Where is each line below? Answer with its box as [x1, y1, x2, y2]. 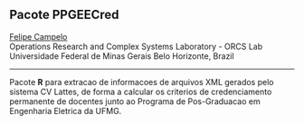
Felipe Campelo [9, 31, 68, 42]
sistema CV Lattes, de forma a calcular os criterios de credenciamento [9, 86, 272, 97]
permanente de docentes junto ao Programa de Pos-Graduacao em [9, 95, 261, 107]
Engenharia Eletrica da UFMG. [9, 105, 122, 116]
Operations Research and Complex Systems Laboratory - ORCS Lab [9, 41, 263, 52]
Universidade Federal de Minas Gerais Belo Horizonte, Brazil [9, 50, 234, 62]
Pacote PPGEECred [9, 7, 119, 23]
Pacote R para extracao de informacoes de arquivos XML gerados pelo [9, 76, 274, 87]
